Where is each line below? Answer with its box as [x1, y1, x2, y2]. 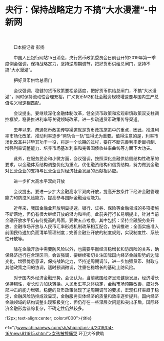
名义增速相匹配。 [9, 100, 44, 106]
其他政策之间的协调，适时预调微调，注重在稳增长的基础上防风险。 [5, 264, 138, 270]
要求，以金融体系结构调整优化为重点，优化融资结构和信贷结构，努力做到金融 [5, 161, 159, 167]
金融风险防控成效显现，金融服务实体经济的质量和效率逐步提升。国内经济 [13, 293, 159, 299]
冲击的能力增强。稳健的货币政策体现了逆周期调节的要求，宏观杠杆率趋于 [9, 287, 155, 293]
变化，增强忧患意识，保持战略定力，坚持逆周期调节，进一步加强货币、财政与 [5, 258, 159, 264]
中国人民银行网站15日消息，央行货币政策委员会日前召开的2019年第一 [13, 54, 152, 60]
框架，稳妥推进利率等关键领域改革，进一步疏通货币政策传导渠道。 [9, 116, 142, 122]
